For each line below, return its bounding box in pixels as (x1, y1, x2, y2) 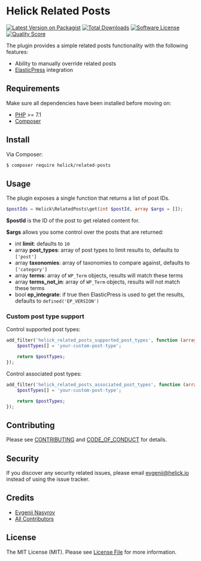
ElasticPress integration (14, 66, 74, 73)
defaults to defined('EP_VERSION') (14, 297, 100, 304)
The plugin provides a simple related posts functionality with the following (6, 42, 188, 49)
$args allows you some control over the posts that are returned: (6, 228, 164, 236)
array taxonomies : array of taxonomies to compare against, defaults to (14, 259, 190, 267)
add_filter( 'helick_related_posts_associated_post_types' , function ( (6, 382, 186, 388)
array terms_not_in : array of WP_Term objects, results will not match (14, 278, 181, 285)
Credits (6, 493, 35, 503)
